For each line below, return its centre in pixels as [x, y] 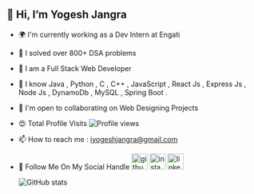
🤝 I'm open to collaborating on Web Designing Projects [108, 108]
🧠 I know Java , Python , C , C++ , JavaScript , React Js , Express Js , [132, 84]
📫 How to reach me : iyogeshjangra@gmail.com [98, 139]
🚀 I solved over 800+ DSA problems [77, 53]
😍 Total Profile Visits [53, 123]
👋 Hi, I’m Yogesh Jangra [67, 15]
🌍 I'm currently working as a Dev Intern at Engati [99, 34]
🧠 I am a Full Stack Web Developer [75, 68]
